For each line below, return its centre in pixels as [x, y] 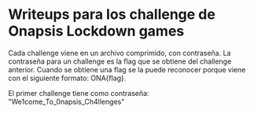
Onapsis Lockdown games [96, 31]
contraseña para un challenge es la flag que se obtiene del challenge [120, 61]
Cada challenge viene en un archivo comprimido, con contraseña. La [120, 53]
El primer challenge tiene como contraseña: [79, 93]
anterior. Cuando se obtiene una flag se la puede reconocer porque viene [127, 69]
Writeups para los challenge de [112, 15]
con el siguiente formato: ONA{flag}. [67, 78]
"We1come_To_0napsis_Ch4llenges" [66, 101]
